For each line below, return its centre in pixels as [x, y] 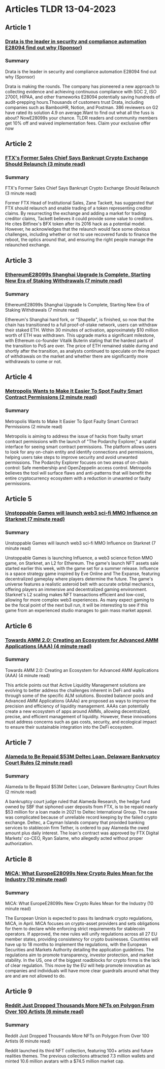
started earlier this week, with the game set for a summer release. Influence [82, 569]
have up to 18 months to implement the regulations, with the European [76, 945]
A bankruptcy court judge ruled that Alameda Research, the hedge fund [78, 802]
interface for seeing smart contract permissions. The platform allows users [81, 447]
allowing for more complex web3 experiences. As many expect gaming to [80, 600]
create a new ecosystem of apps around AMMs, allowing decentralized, [78, 711]
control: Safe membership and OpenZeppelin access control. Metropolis [78, 467]
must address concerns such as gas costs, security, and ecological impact [81, 722]
